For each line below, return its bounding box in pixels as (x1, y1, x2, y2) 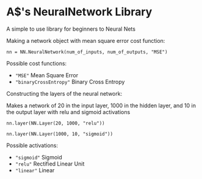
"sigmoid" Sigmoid (15, 153, 62, 161)
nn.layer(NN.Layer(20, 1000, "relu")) (6, 120, 105, 126)
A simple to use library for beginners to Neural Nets (6, 25, 136, 32)
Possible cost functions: (6, 59, 67, 67)
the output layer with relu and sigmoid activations (6, 108, 131, 115)
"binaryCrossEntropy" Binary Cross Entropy (15, 78, 125, 85)
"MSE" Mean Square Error (15, 71, 78, 78)
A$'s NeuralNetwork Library (6, 5, 153, 19)
